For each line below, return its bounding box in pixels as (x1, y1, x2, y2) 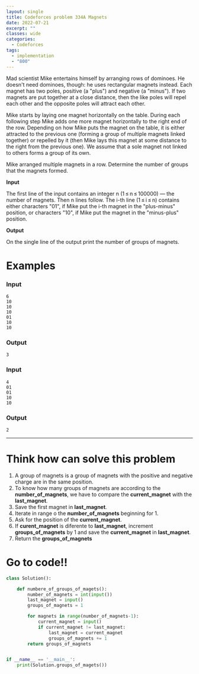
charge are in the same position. (14, 478, 94, 485)
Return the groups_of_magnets (14, 535, 92, 542)
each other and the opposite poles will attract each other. (6, 100, 146, 107)
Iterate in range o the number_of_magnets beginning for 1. (14, 510, 159, 517)
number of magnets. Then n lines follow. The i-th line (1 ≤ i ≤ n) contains (6, 196, 179, 204)
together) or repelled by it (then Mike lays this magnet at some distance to (6, 136, 187, 144)
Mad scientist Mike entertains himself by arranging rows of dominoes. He (6, 75, 185, 82)
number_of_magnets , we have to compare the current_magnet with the (14, 491, 192, 498)
